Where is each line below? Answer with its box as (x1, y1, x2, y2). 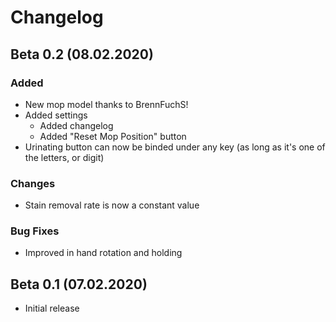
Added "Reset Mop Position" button (39, 130, 187, 142)
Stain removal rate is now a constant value (24, 199, 200, 211)
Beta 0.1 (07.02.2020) (10, 276, 148, 293)
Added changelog (39, 119, 114, 131)
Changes (10, 176, 56, 190)
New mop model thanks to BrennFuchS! (24, 98, 189, 110)
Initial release (24, 302, 80, 315)
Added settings (24, 109, 88, 121)
